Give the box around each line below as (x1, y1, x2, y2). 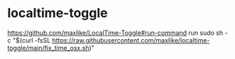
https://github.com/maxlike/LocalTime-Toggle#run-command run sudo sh (7, 28, 224, 37)
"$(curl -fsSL (12, 36, 51, 44)
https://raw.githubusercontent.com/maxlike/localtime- (52, 36, 210, 44)
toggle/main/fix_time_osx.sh (7, 43, 89, 52)
